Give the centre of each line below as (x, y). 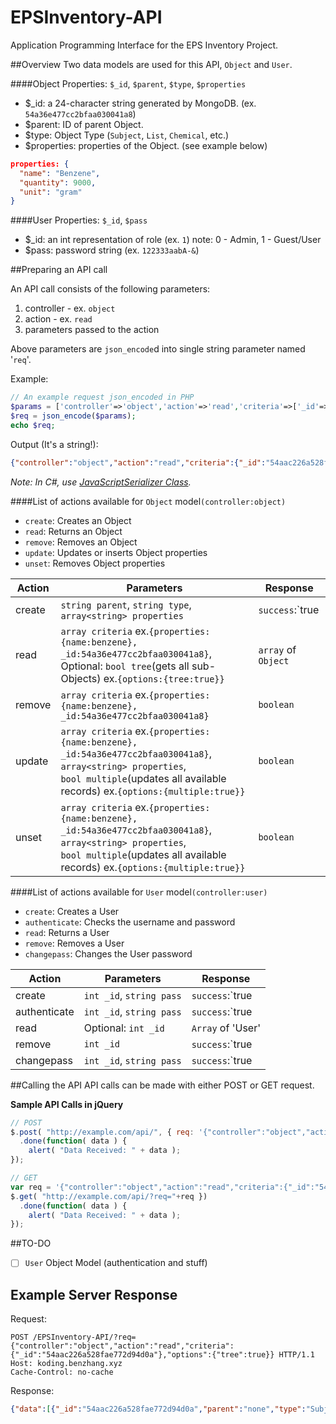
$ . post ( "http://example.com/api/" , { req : (102, 1132)
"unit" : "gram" (51, 192)
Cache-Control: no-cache (62, 1372)
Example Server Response (94, 1294)
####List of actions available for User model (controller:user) (139, 892)
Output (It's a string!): (54, 444)
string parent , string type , (126, 604)
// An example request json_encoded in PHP (102, 397)
